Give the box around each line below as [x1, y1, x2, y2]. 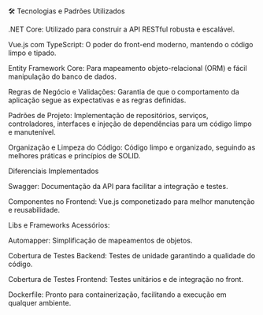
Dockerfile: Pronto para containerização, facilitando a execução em [8, 290, 227, 299]
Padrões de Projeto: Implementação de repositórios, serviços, [8, 111, 209, 120]
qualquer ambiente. [8, 298, 72, 307]
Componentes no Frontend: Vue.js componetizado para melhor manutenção [8, 197, 255, 206]
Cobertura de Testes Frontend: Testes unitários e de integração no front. [8, 275, 244, 283]
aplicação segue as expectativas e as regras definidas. [8, 95, 187, 105]
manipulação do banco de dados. [8, 72, 117, 81]
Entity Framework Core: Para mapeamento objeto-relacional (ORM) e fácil [8, 64, 247, 72]
